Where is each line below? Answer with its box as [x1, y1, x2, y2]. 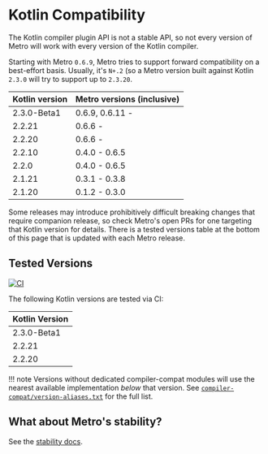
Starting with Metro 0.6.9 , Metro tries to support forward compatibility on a [8, 57, 260, 67]
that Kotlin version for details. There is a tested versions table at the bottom [8, 224, 260, 234]
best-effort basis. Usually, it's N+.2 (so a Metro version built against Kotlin [8, 65, 254, 75]
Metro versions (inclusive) [75, 93, 180, 105]
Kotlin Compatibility [8, 6, 146, 24]
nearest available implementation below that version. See [8, 383, 200, 392]
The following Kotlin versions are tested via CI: [8, 294, 164, 304]
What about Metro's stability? [8, 415, 162, 429]
